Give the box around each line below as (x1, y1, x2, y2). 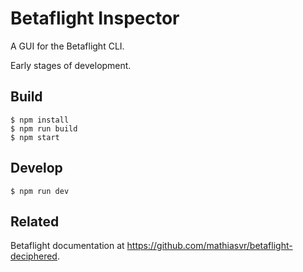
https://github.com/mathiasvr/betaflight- (126, 240, 293, 252)
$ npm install (10, 115, 70, 125)
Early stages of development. (10, 59, 132, 71)
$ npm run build (10, 123, 78, 134)
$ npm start (10, 132, 60, 142)
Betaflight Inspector (10, 7, 180, 30)
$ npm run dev (10, 186, 70, 196)
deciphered (10, 250, 58, 262)
